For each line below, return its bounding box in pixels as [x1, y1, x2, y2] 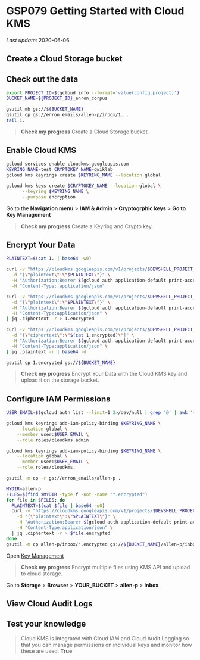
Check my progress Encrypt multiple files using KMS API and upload [20, 564, 190, 571]
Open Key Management [6, 552, 64, 559]
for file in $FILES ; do [6, 497, 65, 503]
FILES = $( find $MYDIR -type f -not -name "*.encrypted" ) [6, 491, 148, 497]
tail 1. [6, 117, 26, 123]
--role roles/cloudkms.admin [17, 437, 89, 443]
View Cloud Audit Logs [6, 599, 93, 609]
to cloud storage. [20, 570, 63, 577]
